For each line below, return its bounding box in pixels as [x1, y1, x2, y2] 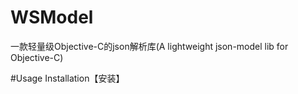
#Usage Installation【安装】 [10, 72, 125, 84]
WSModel [10, 6, 94, 29]
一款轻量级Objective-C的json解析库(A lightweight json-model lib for [10, 40, 289, 52]
